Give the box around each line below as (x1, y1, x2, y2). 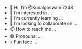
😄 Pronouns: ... (9, 33, 42, 39)
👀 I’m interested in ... (9, 10, 52, 16)
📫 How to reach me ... (9, 26, 56, 32)
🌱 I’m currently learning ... (9, 15, 63, 21)
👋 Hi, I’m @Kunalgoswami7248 (9, 5, 73, 10)
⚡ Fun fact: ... (9, 39, 37, 45)
